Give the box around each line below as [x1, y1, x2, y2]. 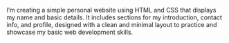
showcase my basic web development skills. [6, 28, 133, 36]
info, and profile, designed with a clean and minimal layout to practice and [6, 21, 217, 28]
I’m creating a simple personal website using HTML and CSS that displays [6, 6, 217, 14]
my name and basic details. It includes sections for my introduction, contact [6, 13, 223, 21]
